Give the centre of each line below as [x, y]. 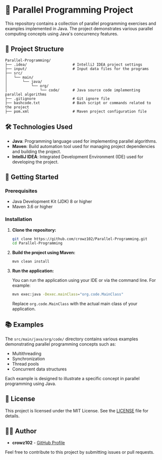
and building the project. [36, 151]
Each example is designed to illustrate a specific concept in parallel [72, 378]
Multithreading [27, 353]
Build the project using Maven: [44, 253]
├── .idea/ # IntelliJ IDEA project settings [74, 64]
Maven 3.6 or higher [32, 207]
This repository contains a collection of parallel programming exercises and [81, 23]
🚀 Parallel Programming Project [69, 10]
